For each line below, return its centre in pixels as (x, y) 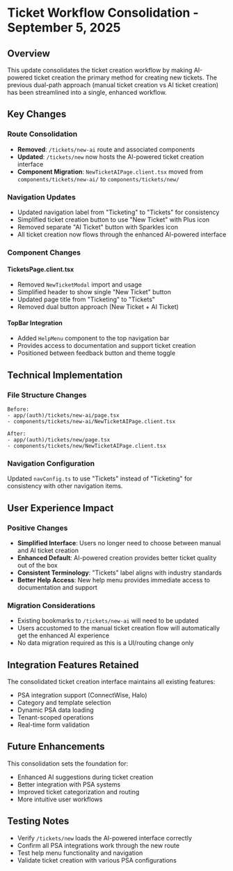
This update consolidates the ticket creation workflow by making (100, 70)
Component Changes (44, 252)
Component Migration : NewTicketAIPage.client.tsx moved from (110, 172)
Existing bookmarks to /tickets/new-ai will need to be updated (108, 621)
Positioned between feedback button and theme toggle (96, 353)
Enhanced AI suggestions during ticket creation (85, 777)
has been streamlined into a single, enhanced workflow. (87, 92)
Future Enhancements (56, 747)
